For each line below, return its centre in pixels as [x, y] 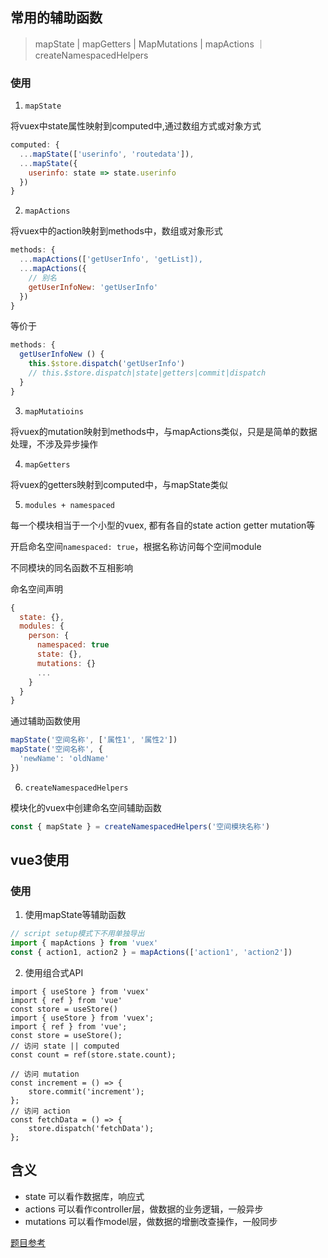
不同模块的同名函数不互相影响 [71, 567]
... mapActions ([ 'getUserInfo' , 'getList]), [111, 259]
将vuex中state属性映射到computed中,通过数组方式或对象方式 [136, 126]
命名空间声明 [36, 589]
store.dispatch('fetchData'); [91, 1129]
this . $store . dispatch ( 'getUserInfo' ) [107, 364]
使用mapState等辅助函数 [75, 915]
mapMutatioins [54, 411]
